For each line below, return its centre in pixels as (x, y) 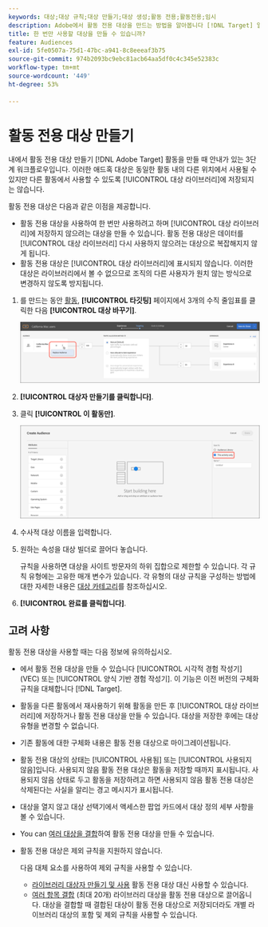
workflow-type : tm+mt (44, 68)
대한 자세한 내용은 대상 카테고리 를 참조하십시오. (93, 586)
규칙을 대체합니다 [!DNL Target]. (71, 689)
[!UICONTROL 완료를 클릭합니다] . (73, 603)
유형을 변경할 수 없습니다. (59, 725)
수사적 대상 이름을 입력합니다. (66, 533)
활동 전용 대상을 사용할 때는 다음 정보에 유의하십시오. (90, 651)
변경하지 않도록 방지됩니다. (61, 283)
